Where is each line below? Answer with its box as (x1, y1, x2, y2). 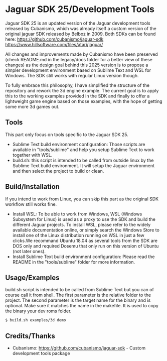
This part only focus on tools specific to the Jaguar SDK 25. (5, 132, 129, 138)
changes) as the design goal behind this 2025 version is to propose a (5, 62, 148, 68)
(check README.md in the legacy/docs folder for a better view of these (5, 56, 153, 62)
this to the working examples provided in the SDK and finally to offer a (5, 93, 150, 99)
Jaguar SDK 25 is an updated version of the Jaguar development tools (5, 20, 150, 26)
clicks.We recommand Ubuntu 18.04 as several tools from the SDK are (12, 237, 158, 244)
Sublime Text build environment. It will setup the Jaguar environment (12, 162, 154, 169)
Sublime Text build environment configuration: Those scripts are (12, 141, 145, 147)
